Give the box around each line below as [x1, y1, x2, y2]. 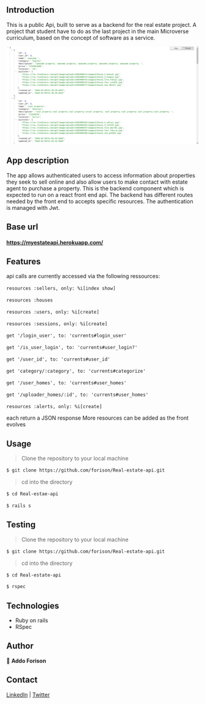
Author [6, 641, 34, 652]
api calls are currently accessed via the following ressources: [6, 273, 160, 280]
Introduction [6, 5, 55, 15]
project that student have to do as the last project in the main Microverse [6, 27, 189, 35]
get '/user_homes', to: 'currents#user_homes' [6, 380, 127, 386]
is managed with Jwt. [6, 204, 60, 211]
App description [6, 156, 69, 166]
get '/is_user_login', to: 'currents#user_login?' [6, 345, 138, 351]
